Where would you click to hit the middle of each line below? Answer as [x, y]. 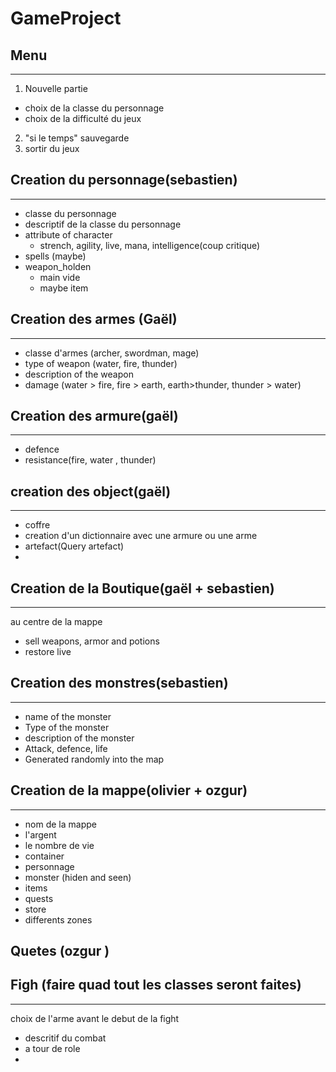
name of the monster [68, 716]
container [44, 856]
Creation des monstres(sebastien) [119, 683]
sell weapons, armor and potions [92, 641]
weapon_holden [58, 266]
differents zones [58, 919]
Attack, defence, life [66, 748]
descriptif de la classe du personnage [103, 224]
